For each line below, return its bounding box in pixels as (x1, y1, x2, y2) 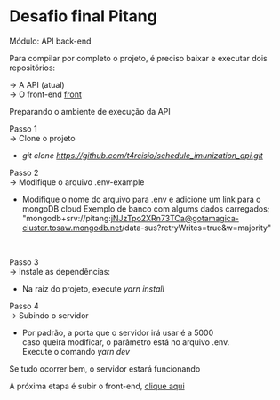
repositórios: (9, 62, 56, 73)
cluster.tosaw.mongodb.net (21, 222, 123, 233)
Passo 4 (9, 300, 39, 311)
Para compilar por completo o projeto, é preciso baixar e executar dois (9, 52, 268, 63)
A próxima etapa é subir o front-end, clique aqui (9, 380, 185, 391)
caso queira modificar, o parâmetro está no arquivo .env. (21, 336, 230, 348)
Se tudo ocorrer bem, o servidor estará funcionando (9, 363, 201, 374)
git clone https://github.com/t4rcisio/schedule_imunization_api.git (21, 149, 264, 161)
